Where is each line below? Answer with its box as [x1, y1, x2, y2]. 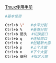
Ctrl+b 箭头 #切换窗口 [5, 31, 48, 36]
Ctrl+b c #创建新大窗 [5, 41, 51, 46]
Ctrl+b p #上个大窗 [5, 45, 47, 50]
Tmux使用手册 [5, 4, 33, 10]
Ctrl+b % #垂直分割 [5, 27, 47, 32]
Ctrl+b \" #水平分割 [5, 22, 47, 28]
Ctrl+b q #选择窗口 [5, 36, 47, 41]
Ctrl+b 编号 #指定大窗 [5, 54, 48, 59]
